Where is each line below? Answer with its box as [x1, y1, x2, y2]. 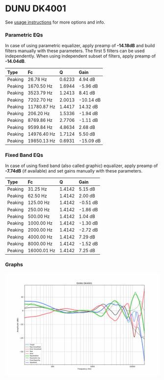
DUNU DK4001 [5, 3, 66, 14]
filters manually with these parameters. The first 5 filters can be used [5, 48, 145, 54]
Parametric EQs [5, 31, 43, 38]
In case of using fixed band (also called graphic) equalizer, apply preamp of [5, 163, 158, 169]
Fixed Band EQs [5, 151, 43, 158]
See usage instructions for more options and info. [5, 19, 106, 25]
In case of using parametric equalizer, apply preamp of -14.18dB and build [5, 43, 155, 49]
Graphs [5, 261, 23, 268]
